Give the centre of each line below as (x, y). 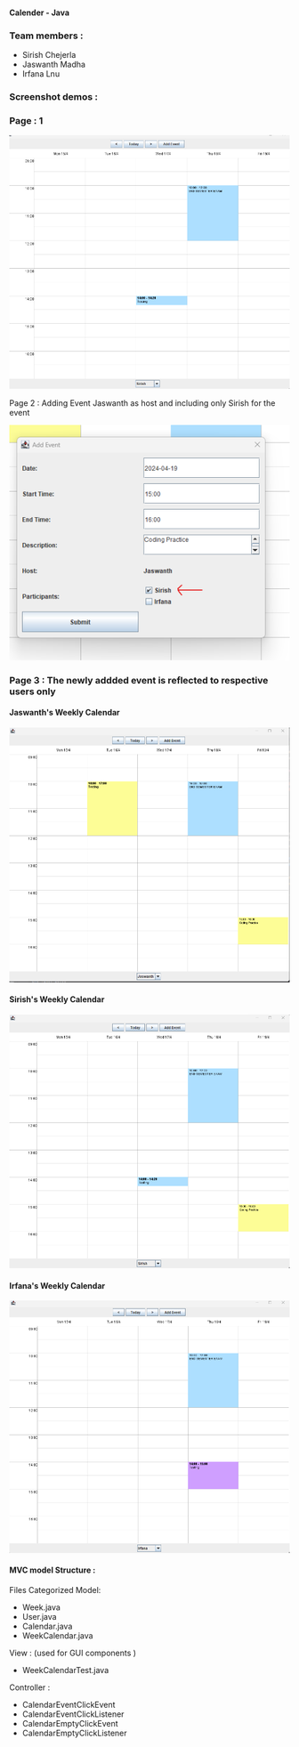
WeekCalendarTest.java (65, 1670)
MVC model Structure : (53, 1570)
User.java (39, 1616)
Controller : (30, 1687)
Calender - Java (39, 12)
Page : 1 (26, 120)
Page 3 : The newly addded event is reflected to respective (139, 680)
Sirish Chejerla (49, 54)
